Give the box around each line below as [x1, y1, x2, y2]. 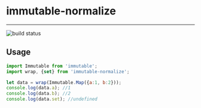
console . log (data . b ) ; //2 [6, 91, 71, 97]
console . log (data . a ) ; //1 [6, 85, 71, 91]
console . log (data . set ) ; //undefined [6, 96, 98, 103]
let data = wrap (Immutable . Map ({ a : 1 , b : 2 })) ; [6, 79, 122, 85]
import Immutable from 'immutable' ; [6, 63, 98, 69]
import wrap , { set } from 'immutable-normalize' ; [6, 68, 130, 74]
